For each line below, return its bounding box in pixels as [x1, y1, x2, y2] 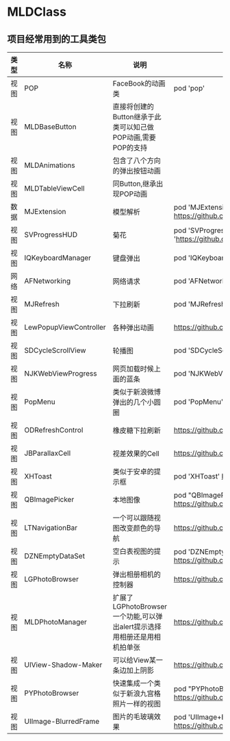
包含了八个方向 [112, 156, 161, 165]
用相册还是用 [112, 632, 154, 642]
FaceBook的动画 [112, 79, 166, 88]
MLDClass [7, 4, 67, 20]
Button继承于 [112, 112, 155, 121]
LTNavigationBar [24, 523, 77, 532]
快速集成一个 [112, 679, 154, 688]
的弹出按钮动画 [112, 166, 161, 175]
